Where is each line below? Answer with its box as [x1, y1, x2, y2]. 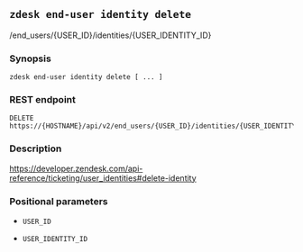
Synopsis [9, 52, 51, 65]
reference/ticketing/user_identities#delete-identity [9, 172, 197, 184]
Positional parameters [9, 194, 108, 207]
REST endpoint [9, 94, 77, 106]
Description [9, 142, 62, 155]
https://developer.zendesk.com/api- [9, 163, 143, 174]
